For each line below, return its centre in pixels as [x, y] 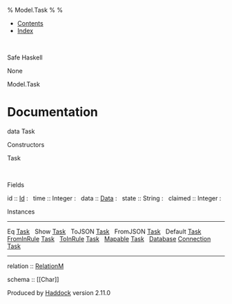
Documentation [53, 112]
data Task [21, 131]
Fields [16, 184]
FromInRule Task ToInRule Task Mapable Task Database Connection [109, 238]
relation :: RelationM [36, 266]
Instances [21, 211]
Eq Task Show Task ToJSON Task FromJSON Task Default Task [104, 231]
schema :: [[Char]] [33, 279]
